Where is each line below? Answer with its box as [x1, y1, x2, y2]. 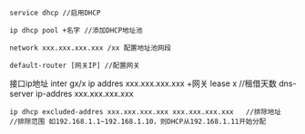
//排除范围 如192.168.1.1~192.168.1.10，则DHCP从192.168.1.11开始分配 [9, 117, 267, 126]
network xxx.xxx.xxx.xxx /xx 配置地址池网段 [9, 43, 171, 53]
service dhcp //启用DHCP [9, 8, 101, 17]
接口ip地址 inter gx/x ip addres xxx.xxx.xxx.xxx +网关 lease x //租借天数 [9, 78, 278, 89]
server [9, 89, 35, 99]
